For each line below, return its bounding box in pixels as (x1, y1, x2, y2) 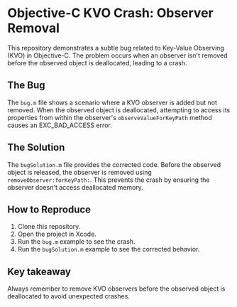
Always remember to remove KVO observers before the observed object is (7, 284, 226, 293)
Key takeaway (7, 265, 71, 278)
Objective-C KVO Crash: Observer (7, 5, 214, 21)
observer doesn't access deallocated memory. (7, 183, 144, 191)
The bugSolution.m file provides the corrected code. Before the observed (7, 160, 221, 168)
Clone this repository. (17, 222, 81, 231)
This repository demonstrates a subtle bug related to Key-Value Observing (7, 43, 225, 52)
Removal (7, 20, 60, 36)
